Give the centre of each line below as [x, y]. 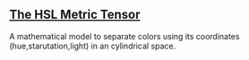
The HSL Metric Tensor [75, 15]
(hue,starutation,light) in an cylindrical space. [93, 46]
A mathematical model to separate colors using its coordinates [124, 36]
